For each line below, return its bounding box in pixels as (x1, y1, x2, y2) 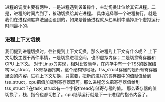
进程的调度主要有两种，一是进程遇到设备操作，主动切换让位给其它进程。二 (5, 4, 156, 10)
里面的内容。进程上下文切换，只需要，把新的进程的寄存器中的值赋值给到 (5, 73, 151, 79)
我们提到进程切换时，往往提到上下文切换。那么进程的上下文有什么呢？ (5, 48, 147, 54)
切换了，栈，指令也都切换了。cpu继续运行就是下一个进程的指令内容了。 (5, 92, 151, 98)
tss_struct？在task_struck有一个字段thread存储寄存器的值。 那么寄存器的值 (5, 85, 157, 91)
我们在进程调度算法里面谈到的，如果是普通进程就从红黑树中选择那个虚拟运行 (5, 17, 160, 22)
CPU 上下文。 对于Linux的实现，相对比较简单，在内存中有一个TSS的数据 (5, 61, 152, 67)
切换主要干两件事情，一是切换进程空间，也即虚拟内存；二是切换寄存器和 (9, 55, 156, 61)
